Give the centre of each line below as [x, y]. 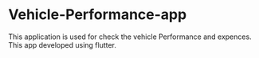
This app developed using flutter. [63, 44]
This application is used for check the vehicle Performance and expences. [130, 37]
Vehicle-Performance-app [98, 15]
